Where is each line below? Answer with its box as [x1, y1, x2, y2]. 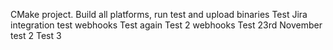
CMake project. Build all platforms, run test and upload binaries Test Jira [10, 9, 308, 20]
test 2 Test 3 [10, 30, 62, 41]
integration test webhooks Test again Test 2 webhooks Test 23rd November [10, 19, 323, 31]
